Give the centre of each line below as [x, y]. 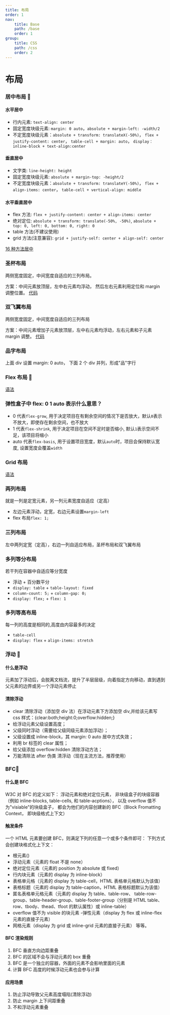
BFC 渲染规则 [19, 938]
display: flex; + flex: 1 [39, 598]
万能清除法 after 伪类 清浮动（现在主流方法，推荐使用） [71, 756]
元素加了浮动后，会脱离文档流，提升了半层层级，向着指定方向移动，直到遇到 [85, 680]
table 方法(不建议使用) [36, 232]
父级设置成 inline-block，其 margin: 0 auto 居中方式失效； [73, 736]
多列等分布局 [21, 559]
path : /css [26, 48]
